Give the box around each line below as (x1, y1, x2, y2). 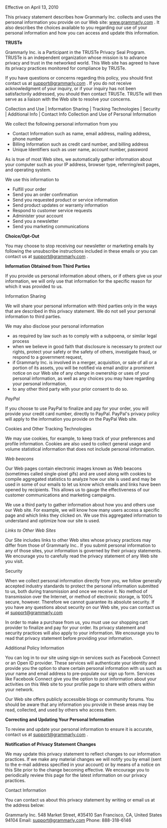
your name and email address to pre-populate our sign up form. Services (5, 670, 155, 676)
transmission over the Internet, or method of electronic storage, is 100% (5, 594, 153, 599)
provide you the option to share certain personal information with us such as (5, 665, 162, 671)
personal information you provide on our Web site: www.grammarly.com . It (5, 20, 160, 25)
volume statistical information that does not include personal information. (5, 446, 156, 452)
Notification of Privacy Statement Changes (5, 741, 96, 747)
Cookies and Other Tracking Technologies (5, 426, 92, 432)
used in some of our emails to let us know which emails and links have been (5, 481, 161, 487)
